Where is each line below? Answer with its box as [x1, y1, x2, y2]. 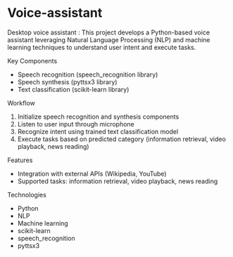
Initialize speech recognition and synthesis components [17, 112, 180, 121]
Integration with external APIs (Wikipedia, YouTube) [17, 169, 167, 178]
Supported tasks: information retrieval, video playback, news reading [17, 177, 218, 185]
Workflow [7, 98, 35, 107]
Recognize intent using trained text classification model [17, 127, 179, 136]
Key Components [7, 56, 58, 65]
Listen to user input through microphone [17, 119, 135, 128]
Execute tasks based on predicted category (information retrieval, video [17, 135, 227, 143]
